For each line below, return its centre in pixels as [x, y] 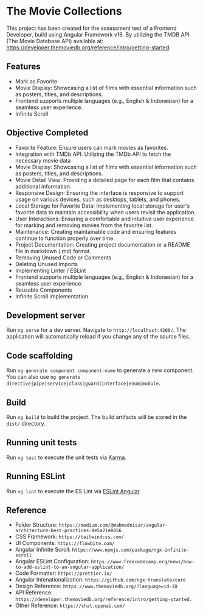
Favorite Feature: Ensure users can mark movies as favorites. [91, 147]
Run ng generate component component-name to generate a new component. [100, 370]
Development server [46, 315]
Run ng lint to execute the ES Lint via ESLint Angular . [74, 491]
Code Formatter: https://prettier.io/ [64, 573]
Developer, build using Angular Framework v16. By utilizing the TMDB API [98, 34]
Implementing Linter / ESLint [50, 270]
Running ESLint [36, 476]
